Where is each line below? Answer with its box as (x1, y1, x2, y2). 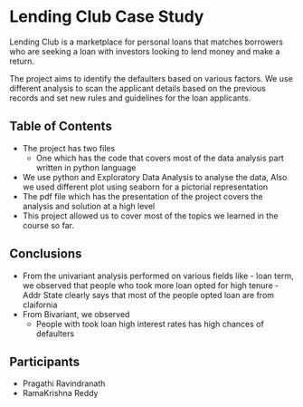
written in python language (35, 161, 137, 173)
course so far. (22, 219, 75, 230)
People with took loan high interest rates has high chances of (35, 318, 264, 329)
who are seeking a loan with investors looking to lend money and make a (9, 45, 280, 56)
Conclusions (9, 247, 82, 262)
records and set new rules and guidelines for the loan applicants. (9, 92, 251, 103)
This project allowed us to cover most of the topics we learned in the (22, 210, 279, 221)
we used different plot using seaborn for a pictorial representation (22, 181, 269, 192)
